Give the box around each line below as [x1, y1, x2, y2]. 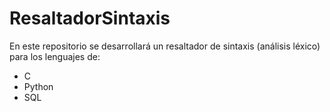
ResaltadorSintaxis [9, 7, 171, 30]
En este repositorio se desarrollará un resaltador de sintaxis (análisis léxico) [9, 40, 321, 52]
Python [23, 80, 54, 92]
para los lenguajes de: [9, 50, 101, 62]
